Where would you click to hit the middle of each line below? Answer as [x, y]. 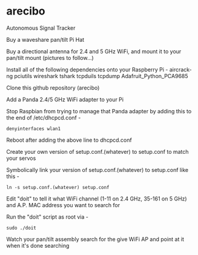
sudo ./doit [21, 228]
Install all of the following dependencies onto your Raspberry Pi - [87, 69]
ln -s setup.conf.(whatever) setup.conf [58, 187]
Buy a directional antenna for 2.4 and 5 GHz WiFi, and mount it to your [94, 51]
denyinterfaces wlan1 [34, 128]
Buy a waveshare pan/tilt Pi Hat [45, 39]
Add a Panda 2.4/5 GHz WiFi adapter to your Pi [65, 99]
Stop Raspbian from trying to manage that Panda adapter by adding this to [99, 111]
